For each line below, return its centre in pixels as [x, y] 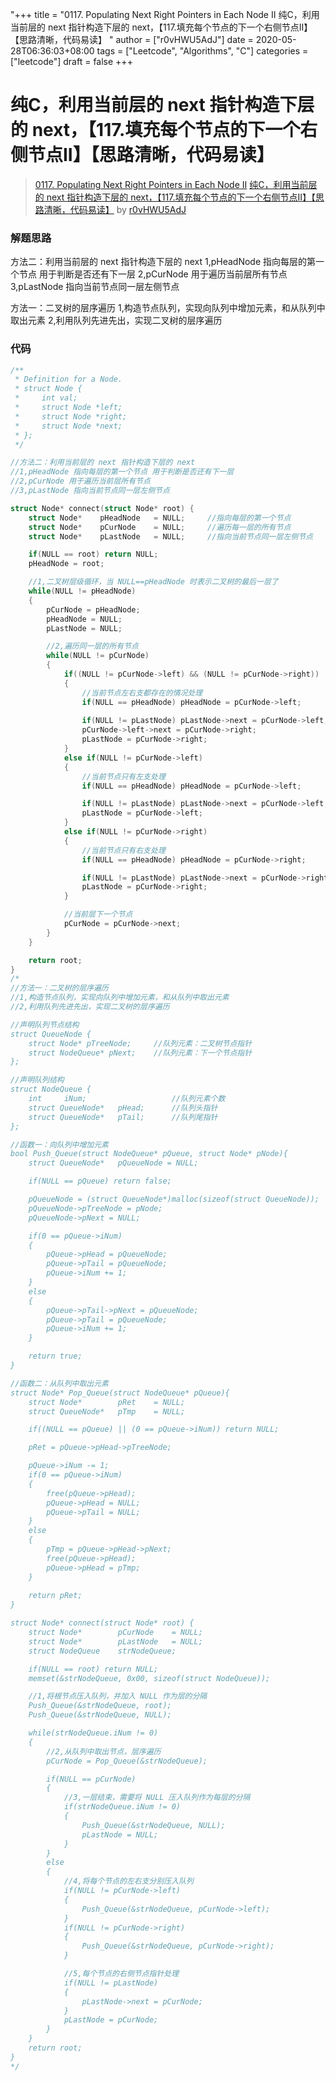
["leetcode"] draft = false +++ [71, 61]
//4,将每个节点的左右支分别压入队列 [128, 1881]
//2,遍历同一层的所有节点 [92, 646]
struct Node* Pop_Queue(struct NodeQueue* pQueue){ [120, 1393]
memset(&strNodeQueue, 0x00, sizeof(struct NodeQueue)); [149, 1678]
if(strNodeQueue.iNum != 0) [122, 1807]
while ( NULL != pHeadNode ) [82, 591]
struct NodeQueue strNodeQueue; [102, 1651]
